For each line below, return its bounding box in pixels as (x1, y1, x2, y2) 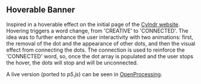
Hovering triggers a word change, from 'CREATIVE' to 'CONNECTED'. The (6, 27, 189, 34)
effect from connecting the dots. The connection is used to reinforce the (6, 46, 185, 53)
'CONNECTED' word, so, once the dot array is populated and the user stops (6, 52, 194, 59)
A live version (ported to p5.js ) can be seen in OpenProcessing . (6, 70, 163, 77)
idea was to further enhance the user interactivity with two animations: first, (6, 33, 194, 41)
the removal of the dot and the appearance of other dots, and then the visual (6, 40, 196, 47)
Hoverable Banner (6, 5, 76, 15)
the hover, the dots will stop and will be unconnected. (6, 59, 139, 66)
